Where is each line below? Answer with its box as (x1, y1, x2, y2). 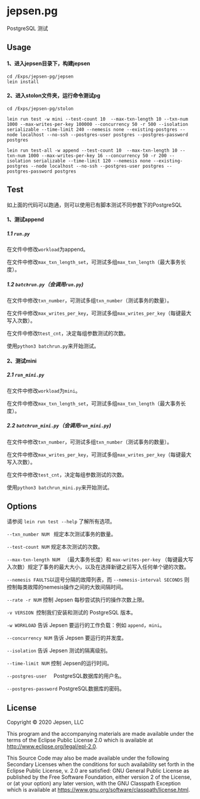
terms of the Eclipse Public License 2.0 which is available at (7, 736, 154, 744)
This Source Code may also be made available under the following (7, 754, 169, 762)
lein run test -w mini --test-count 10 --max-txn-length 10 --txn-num (7, 116, 188, 122)
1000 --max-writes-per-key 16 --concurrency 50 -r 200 (28, 152, 167, 159)
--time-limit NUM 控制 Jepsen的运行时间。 (7, 660, 112, 667)
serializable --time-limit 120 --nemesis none (33, 158, 151, 164)
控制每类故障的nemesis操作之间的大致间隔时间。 (7, 583, 127, 591)
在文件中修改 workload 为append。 (7, 246, 89, 253)
